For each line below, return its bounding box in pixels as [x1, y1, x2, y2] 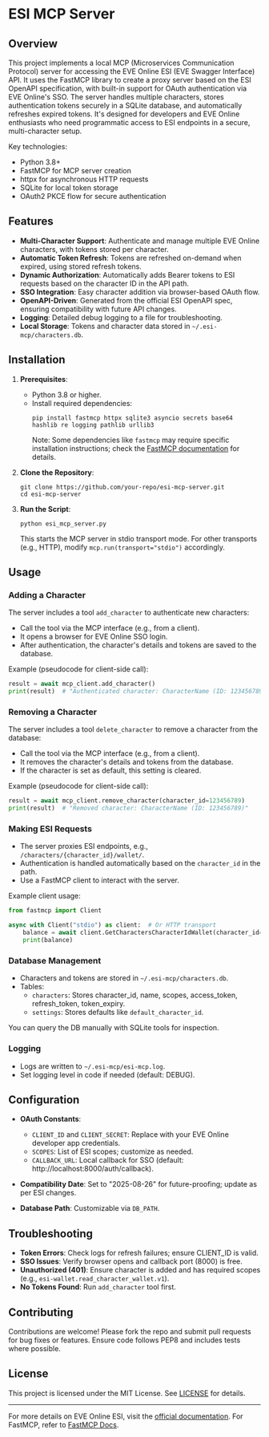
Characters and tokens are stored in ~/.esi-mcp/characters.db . [19, 973, 229, 983]
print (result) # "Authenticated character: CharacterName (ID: [8, 688, 227, 696]
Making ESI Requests [8, 823, 92, 834]
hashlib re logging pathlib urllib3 [31, 420, 155, 429]
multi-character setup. [8, 126, 82, 136]
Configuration [8, 1093, 80, 1106]
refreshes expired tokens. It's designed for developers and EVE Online [8, 109, 240, 119]
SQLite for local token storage [19, 183, 118, 193]
